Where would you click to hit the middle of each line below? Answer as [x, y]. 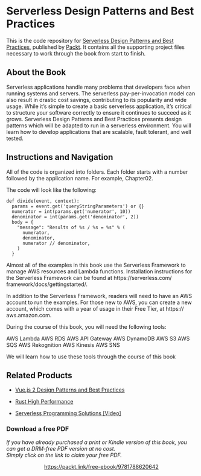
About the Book [36, 73]
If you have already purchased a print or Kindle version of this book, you [97, 442]
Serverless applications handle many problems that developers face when [98, 87]
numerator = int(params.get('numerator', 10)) [71, 211]
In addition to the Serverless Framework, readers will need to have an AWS [99, 296]
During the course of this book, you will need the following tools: [87, 326]
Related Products [39, 375]
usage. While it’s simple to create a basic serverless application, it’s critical [99, 106]
